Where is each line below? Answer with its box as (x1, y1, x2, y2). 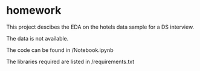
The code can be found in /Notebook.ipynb (6, 46, 114, 54)
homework (6, 4, 62, 17)
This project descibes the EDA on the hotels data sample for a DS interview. (6, 23, 195, 30)
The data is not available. (6, 35, 69, 42)
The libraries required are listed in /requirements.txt (6, 58, 135, 65)
